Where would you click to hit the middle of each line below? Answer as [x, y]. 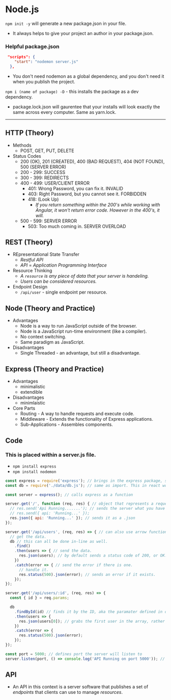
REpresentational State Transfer [46, 254]
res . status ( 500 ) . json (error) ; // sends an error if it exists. [87, 574]
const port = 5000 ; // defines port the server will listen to [74, 654]
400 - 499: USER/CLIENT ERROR [55, 183]
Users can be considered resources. [58, 281]
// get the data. [28, 537]
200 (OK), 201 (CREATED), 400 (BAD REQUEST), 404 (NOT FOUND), [92, 161]
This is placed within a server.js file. [51, 455]
